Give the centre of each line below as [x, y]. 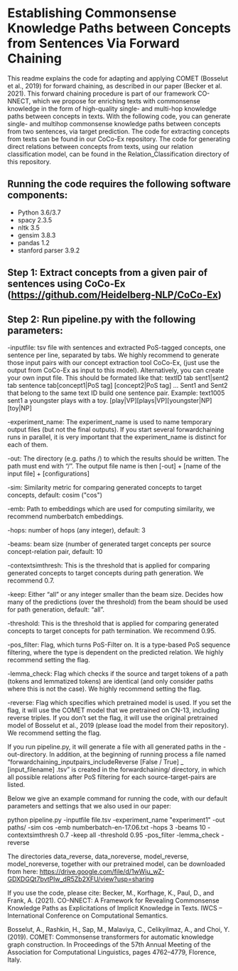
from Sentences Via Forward [93, 43]
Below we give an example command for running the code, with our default [117, 798]
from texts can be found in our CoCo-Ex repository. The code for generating [119, 139]
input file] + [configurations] [49, 473]
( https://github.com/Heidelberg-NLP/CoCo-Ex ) [114, 295]
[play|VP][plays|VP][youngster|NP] [161, 400]
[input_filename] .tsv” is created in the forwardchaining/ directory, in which [117, 769]
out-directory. [28, 754]
